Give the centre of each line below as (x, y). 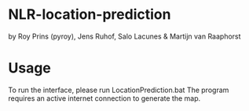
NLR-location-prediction (90, 15)
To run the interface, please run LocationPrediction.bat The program (119, 90)
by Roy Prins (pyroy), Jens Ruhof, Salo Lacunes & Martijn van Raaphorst (124, 36)
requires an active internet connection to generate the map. (104, 98)
